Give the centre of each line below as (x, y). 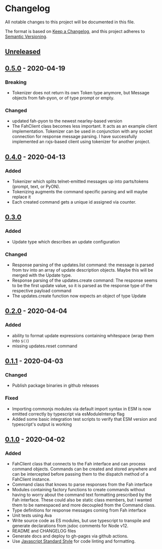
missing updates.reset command (44, 346)
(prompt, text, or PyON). (36, 187)
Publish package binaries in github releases (55, 386)
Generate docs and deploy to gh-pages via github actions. (70, 536)
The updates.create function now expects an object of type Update (79, 296)
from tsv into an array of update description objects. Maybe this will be (82, 270)
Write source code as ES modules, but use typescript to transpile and (81, 521)
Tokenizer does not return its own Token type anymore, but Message (81, 93)
